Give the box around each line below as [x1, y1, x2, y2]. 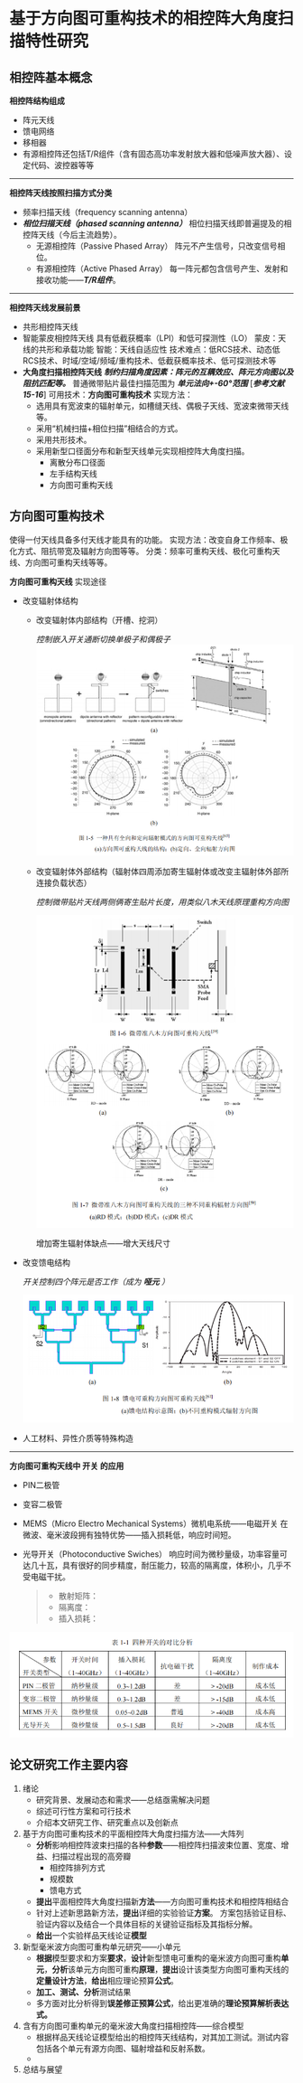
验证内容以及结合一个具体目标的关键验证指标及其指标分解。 [35, 1918, 258, 1929]
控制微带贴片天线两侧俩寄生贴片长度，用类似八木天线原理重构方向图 [35, 897, 289, 908]
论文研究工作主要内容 [9, 1758, 128, 1773]
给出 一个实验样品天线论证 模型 [35, 1929, 147, 1940]
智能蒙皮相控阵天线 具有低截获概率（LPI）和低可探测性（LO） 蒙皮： [22, 333, 279, 344]
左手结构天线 [49, 468, 97, 479]
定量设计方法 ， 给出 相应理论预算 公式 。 [35, 1975, 179, 1985]
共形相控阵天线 [22, 322, 78, 332]
